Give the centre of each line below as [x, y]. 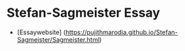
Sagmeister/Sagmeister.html [58, 39]
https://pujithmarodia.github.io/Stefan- [122, 32]
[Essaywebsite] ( [41, 32]
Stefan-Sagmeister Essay [83, 13]
